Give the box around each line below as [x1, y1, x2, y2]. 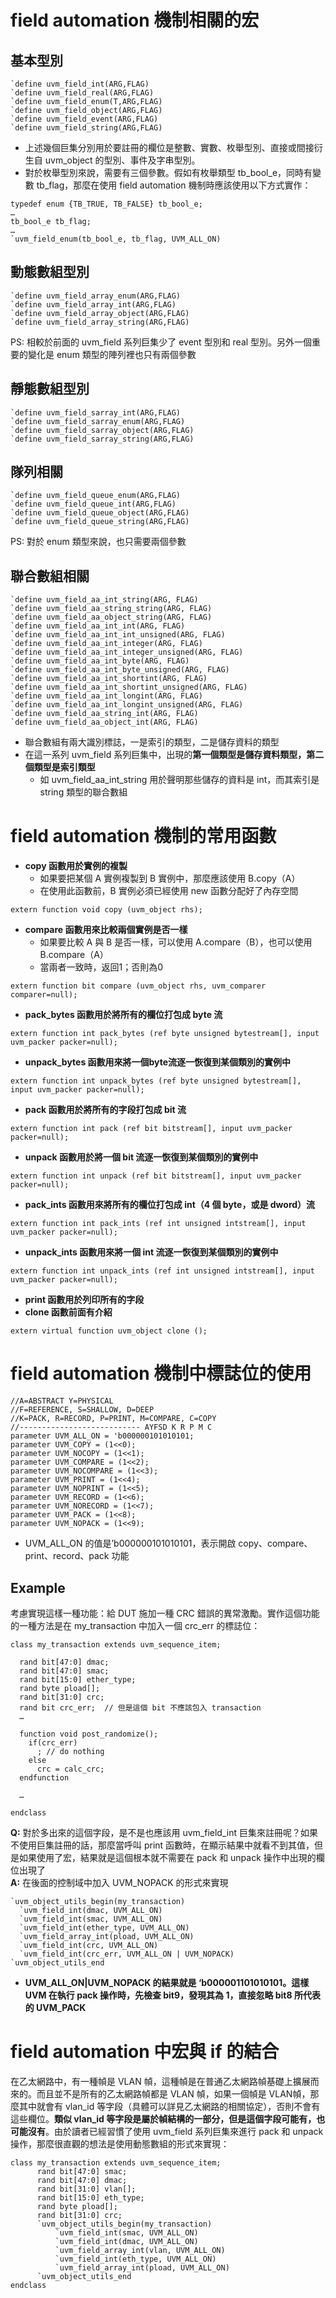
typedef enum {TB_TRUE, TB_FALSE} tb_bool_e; [10, 199, 203, 209]
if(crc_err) [28, 1737, 78, 1748]
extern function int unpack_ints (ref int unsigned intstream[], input [10, 1266, 315, 1276]
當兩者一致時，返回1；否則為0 [39, 961, 164, 973]
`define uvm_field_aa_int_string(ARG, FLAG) [10, 595, 199, 605]
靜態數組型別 [10, 381, 90, 398]
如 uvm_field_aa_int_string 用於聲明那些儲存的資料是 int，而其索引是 [39, 774, 320, 786]
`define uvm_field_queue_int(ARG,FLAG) [10, 499, 177, 510]
